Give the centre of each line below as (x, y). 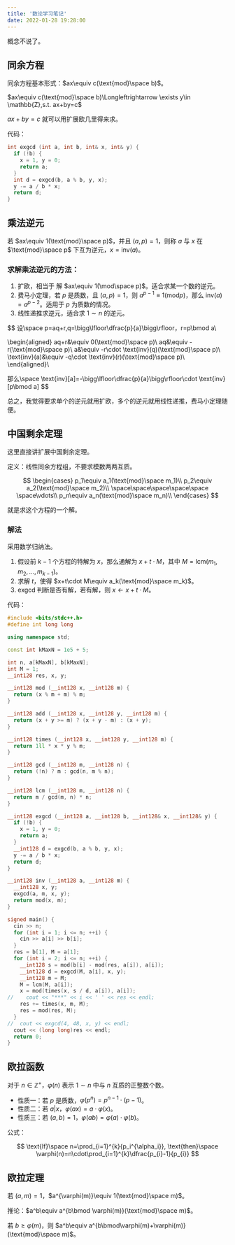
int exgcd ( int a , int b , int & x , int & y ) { (73, 148)
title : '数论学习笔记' (37, 14)
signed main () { (31, 919)
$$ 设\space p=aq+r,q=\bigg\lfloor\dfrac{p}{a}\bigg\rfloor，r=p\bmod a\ (112, 328)
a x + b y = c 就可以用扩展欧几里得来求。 (65, 119)
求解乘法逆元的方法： (43, 269)
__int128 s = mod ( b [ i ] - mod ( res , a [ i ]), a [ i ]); (92, 965)
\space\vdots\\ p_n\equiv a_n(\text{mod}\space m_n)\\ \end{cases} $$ (117, 496)
